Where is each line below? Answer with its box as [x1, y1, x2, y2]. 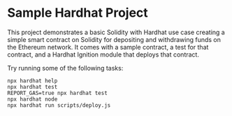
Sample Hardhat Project [7, 5, 148, 21]
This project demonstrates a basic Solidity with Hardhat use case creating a [7, 28, 225, 36]
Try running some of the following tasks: [7, 64, 124, 72]
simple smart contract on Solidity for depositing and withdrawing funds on [7, 35, 222, 43]
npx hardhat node [7, 96, 58, 103]
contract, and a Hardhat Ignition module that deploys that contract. [7, 50, 199, 59]
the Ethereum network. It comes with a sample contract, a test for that [7, 43, 209, 51]
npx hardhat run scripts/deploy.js [7, 101, 111, 109]
